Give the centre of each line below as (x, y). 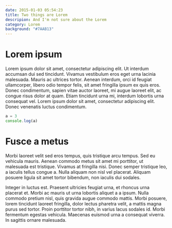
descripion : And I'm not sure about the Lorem (56, 19)
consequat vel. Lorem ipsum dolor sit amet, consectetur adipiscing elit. (80, 101)
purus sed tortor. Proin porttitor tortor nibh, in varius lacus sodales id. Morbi (85, 209)
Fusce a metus (37, 141)
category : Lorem (23, 24)
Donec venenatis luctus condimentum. (46, 107)
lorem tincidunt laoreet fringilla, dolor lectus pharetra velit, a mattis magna (83, 203)
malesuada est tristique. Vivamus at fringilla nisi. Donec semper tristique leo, (86, 167)
